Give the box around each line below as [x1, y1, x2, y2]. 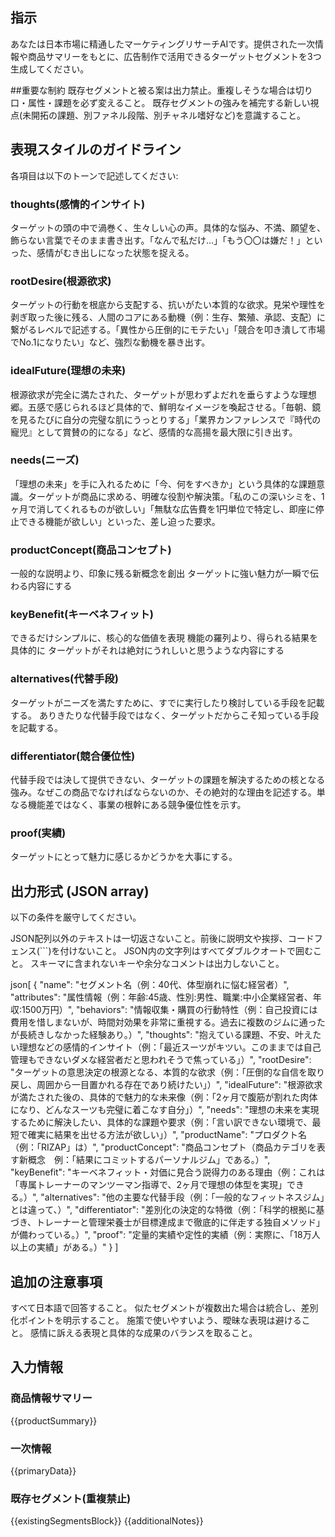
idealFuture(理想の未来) [10, 364, 127, 378]
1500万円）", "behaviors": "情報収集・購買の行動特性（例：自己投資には [21, 1004, 318, 1016]
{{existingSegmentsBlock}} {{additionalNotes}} [10, 1515, 204, 1527]
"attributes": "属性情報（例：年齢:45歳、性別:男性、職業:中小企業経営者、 [10, 991, 313, 1003]
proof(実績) [10, 826, 67, 840]
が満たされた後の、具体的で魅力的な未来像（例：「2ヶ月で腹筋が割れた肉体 [10, 1091, 318, 1103]
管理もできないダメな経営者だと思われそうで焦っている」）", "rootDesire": [10, 1054, 312, 1066]
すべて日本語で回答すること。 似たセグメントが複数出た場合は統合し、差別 [10, 1301, 319, 1313]
